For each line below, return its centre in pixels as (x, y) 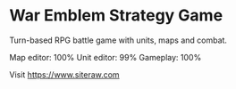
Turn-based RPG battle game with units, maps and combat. (118, 40)
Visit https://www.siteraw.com (64, 74)
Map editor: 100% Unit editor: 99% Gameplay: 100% (105, 57)
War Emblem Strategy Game (116, 16)
